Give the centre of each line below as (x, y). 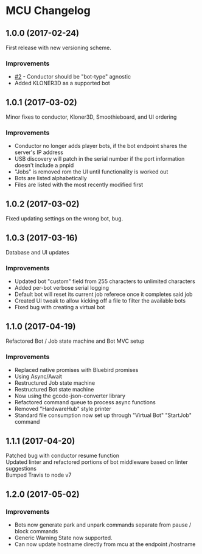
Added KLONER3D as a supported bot (62, 83)
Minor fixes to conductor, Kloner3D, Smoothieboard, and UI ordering (91, 117)
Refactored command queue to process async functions (85, 402)
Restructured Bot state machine (54, 390)
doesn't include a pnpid (44, 166)
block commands (36, 531)
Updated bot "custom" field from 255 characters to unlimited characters (105, 281)
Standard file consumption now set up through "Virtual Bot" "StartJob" (103, 415)
